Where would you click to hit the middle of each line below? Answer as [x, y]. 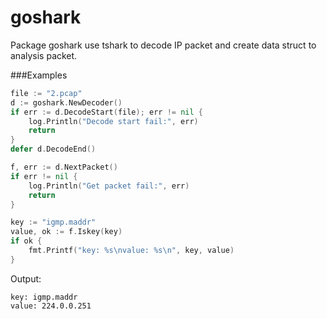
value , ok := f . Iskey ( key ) [66, 232]
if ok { [26, 241]
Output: [26, 278]
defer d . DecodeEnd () [53, 149]
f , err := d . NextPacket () [64, 167]
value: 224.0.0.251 [51, 306]
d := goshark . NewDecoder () [66, 102]
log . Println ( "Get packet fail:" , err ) [109, 186]
